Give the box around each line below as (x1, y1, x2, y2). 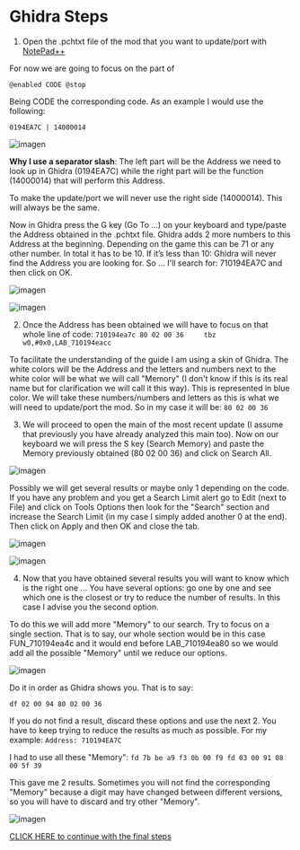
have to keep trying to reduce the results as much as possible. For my (9, 724, 268, 735)
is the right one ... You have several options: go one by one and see (22, 582, 272, 593)
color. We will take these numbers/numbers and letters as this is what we (9, 392, 280, 403)
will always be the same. (9, 202, 101, 213)
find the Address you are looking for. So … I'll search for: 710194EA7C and (9, 258, 283, 268)
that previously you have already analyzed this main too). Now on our (22, 428, 279, 439)
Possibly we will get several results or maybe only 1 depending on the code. (9, 482, 290, 493)
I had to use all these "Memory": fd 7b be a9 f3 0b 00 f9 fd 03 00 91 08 (9, 751, 284, 762)
